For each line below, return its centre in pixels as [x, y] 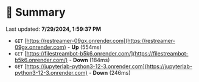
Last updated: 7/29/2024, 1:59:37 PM [54, 29]
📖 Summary [36, 12]
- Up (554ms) [84, 47]
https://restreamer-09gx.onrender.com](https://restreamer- [101, 40]
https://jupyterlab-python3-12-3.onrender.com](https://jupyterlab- [110, 66]
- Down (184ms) [89, 60]
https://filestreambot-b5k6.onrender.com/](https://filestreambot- [107, 53]
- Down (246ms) [110, 72]
